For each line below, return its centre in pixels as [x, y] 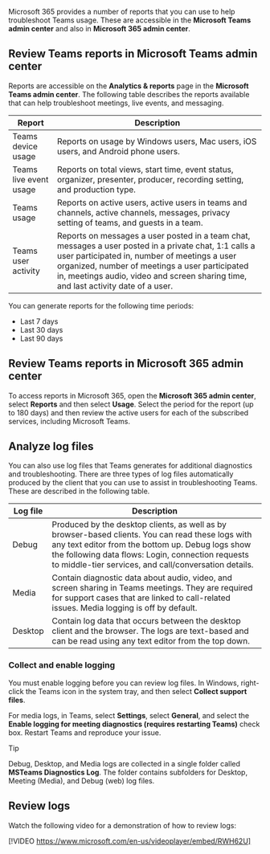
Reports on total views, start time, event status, [145, 170]
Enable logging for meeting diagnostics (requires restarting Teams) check [134, 724]
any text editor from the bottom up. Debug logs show [151, 545]
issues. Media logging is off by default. [125, 608]
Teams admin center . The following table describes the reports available [129, 94]
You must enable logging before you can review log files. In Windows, [124, 683]
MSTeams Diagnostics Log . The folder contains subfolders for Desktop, [128, 772]
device [25, 146]
